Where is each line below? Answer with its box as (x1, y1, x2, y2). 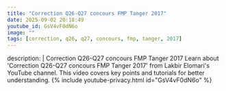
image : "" (7, 29, 36, 36)
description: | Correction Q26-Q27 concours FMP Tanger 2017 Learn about (7, 54, 219, 62)
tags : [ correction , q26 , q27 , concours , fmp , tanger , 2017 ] (7, 36, 183, 42)
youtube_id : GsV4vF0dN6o (7, 23, 78, 29)
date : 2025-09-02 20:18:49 (7, 16, 84, 23)
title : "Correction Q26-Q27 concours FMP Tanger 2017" (7, 10, 167, 17)
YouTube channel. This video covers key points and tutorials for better (7, 69, 205, 77)
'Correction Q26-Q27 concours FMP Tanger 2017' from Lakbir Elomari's (7, 62, 210, 70)
